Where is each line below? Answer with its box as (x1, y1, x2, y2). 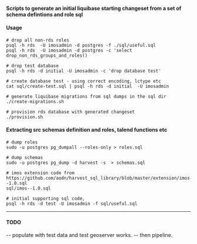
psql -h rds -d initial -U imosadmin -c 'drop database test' (6, 68, 161, 74)
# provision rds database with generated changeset (6, 109, 135, 115)
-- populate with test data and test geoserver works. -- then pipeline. (6, 232, 173, 239)
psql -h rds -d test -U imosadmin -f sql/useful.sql (6, 201, 138, 207)
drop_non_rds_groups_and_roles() (6, 53, 88, 59)
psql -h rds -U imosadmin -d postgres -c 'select (6, 47, 133, 53)
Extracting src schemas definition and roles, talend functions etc (6, 126, 168, 133)
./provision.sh (6, 114, 43, 120)
